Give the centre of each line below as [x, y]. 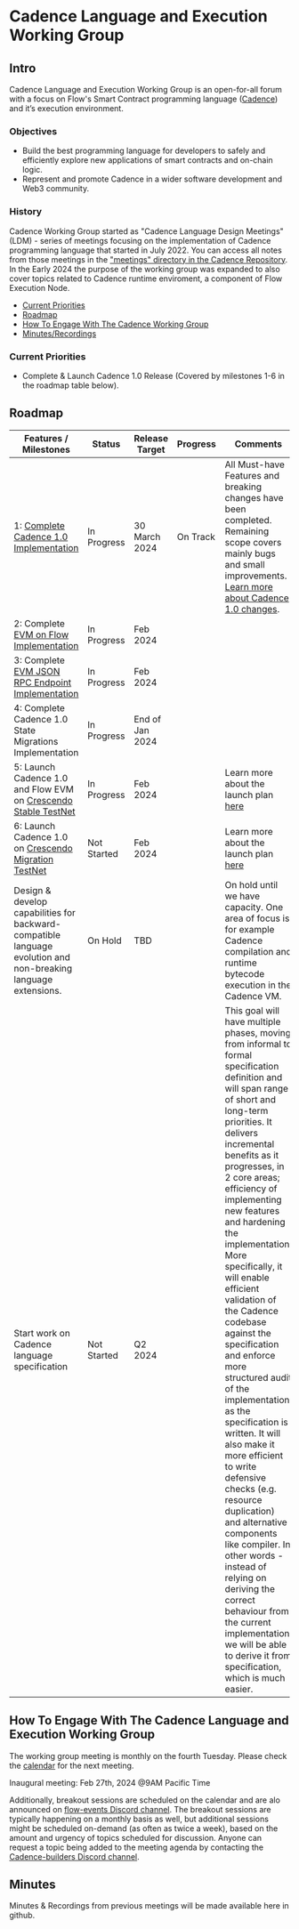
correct [240, 1600]
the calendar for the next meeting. [72, 1765]
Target [151, 449]
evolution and [42, 956]
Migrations [36, 741]
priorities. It [249, 1121]
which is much [255, 1677]
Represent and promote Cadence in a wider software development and [152, 179]
